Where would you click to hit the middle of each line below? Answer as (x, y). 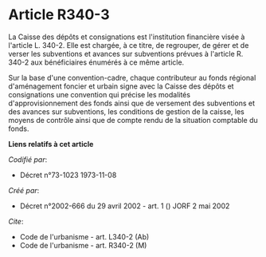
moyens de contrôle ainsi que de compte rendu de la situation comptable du (133, 120)
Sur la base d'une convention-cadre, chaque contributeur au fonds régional (132, 77)
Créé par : (24, 190)
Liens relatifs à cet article (51, 144)
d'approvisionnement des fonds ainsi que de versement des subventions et (132, 103)
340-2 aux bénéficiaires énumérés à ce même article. (96, 62)
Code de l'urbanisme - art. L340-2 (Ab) (84, 236)
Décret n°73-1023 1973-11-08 (68, 175)
